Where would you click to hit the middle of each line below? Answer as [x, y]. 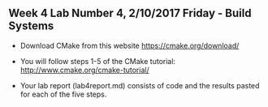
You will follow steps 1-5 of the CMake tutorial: [98, 61]
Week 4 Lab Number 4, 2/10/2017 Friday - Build [130, 13]
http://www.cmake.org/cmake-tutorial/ [84, 70]
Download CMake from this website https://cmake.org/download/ [130, 45]
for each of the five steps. [63, 94]
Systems [31, 26]
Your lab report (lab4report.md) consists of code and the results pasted [140, 85]
